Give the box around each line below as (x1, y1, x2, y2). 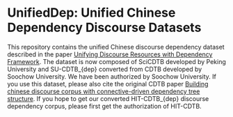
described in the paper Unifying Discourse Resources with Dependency (7, 50, 213, 58)
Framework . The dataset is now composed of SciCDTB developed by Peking (7, 57, 226, 65)
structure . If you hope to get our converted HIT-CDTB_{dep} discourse (7, 94, 209, 102)
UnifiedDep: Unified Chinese (7, 5, 176, 21)
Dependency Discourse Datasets (7, 19, 202, 36)
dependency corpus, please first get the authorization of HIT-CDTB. (7, 102, 202, 110)
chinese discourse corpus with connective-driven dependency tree (7, 87, 200, 95)
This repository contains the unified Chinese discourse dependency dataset (7, 42, 225, 51)
